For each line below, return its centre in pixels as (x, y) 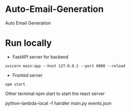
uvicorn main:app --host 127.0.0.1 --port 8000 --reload (65, 66)
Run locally (29, 43)
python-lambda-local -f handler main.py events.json (58, 103)
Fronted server (28, 75)
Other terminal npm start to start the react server (55, 94)
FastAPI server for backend (40, 57)
